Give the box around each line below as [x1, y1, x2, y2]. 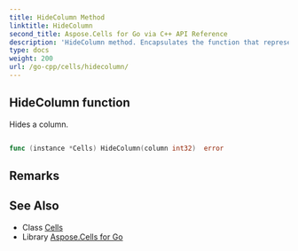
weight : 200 [9, 54, 53, 63]
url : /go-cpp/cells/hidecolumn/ [9, 63, 129, 72]
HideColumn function [9, 95, 130, 111]
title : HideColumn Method [9, 12, 105, 22]
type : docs [9, 46, 50, 55]
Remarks [9, 168, 60, 183]
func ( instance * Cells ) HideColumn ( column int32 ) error [9, 144, 224, 153]
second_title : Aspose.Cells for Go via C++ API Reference [9, 29, 228, 38]
